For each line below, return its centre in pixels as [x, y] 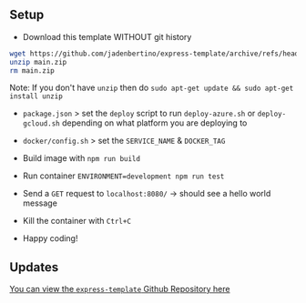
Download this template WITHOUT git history [107, 36]
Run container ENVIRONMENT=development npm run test [123, 176]
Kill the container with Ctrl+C [77, 221]
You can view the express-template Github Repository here [120, 289]
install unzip [36, 96]
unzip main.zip [38, 62]
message [40, 203]
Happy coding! [50, 238]
